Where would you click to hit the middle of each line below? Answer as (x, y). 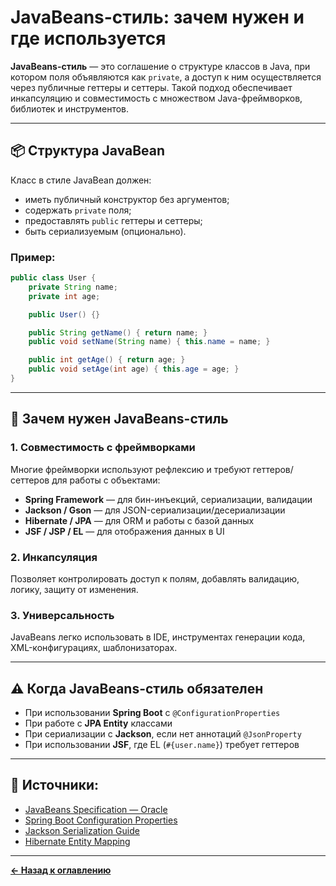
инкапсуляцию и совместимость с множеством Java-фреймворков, (156, 98)
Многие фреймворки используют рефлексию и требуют (130, 469)
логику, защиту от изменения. (74, 589)
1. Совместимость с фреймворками (103, 448)
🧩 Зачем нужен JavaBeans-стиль (119, 419)
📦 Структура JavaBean (88, 151)
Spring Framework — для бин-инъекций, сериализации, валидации (168, 499)
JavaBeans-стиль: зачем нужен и (157, 17)
